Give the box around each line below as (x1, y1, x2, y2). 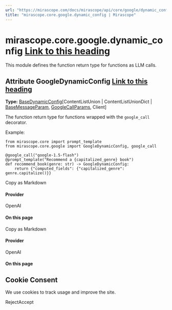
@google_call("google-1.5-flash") (5, 153, 79, 158)
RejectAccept (5, 299, 34, 305)
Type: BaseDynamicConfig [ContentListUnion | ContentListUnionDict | (5, 98, 153, 105)
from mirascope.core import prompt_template (5, 139, 102, 144)
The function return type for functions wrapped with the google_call (5, 114, 150, 120)
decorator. (5, 119, 27, 126)
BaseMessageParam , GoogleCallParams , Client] (5, 104, 106, 110)
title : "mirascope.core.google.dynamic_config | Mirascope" (5, 12, 137, 17)
